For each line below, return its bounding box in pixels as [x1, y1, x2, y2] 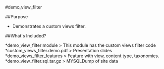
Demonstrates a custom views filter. [12, 23, 86, 29]
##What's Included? [5, 33, 46, 38]
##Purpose [5, 14, 28, 19]
